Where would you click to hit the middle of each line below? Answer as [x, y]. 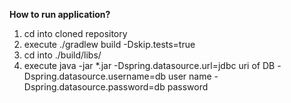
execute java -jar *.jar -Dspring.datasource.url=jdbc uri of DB [149, 65]
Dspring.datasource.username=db [95, 76]
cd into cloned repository [75, 33]
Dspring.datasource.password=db [94, 87]
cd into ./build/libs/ [62, 55]
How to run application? [60, 14]
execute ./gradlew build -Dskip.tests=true [109, 44]
